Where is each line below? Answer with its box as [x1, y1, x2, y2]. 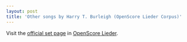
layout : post [6, 8, 38, 14]
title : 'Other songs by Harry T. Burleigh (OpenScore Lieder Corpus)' [6, 14, 182, 20]
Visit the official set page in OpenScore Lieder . [6, 29, 118, 36]
